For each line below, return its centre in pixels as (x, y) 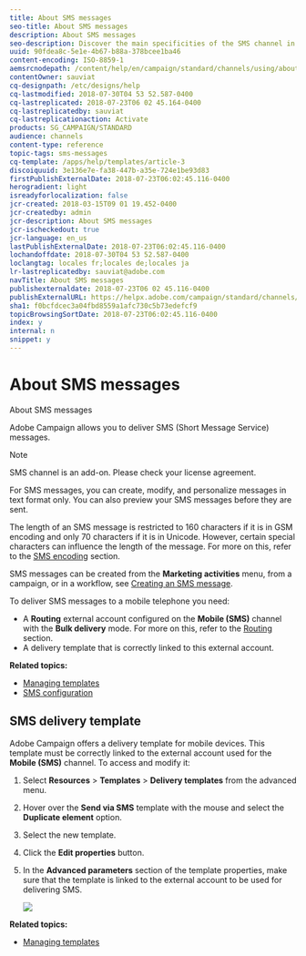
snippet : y (30, 340)
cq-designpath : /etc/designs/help (75, 86)
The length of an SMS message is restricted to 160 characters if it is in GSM (151, 527)
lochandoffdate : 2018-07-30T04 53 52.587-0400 (99, 255)
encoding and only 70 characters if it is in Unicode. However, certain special (153, 536)
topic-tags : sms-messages (58, 153)
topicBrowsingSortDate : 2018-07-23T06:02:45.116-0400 (114, 314)
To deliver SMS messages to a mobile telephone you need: (120, 601)
